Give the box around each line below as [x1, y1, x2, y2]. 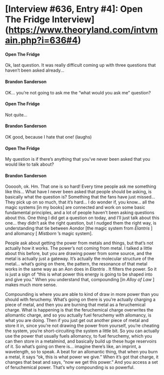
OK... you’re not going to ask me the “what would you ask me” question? [5, 89, 151, 95]
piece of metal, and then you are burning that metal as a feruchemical [5, 302, 146, 308]
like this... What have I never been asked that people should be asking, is [5, 189, 152, 195]
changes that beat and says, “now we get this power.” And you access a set [5, 359, 158, 365]
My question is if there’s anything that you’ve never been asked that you [5, 156, 150, 162]
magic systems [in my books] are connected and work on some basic [5, 204, 145, 210]
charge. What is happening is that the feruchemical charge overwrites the [5, 307, 154, 313]
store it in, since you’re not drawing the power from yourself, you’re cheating [5, 323, 160, 329]
